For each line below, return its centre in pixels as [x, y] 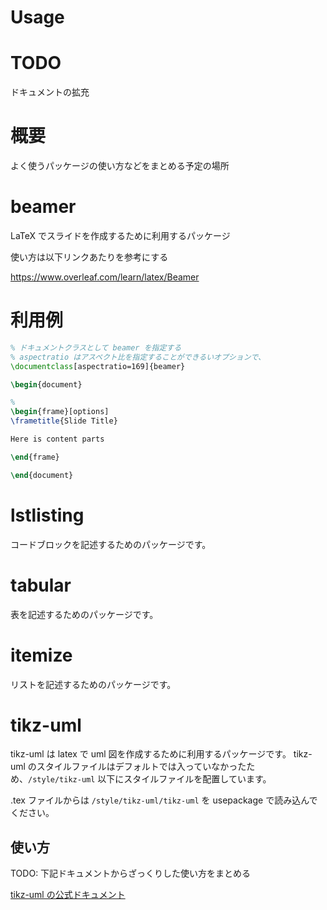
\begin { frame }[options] [60, 412]
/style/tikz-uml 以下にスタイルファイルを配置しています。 [150, 779]
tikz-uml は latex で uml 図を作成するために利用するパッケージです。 [151, 754]
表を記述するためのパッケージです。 [84, 614]
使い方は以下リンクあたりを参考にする [89, 257]
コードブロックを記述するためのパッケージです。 [111, 544]
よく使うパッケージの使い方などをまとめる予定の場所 [120, 166]
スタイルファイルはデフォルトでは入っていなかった [141, 767]
